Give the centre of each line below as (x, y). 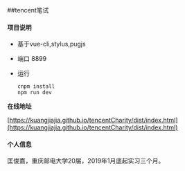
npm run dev (34, 93)
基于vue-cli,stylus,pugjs (51, 44)
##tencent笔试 (28, 10)
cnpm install (36, 87)
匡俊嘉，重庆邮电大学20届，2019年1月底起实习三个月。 (86, 161)
